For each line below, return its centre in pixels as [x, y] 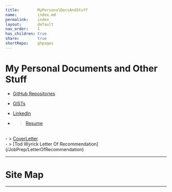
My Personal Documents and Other [81, 68]
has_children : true [26, 34]
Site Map [25, 175]
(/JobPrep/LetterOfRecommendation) [45, 149]
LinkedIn [22, 113]
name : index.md [31, 15]
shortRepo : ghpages [29, 43]
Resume [34, 123]
